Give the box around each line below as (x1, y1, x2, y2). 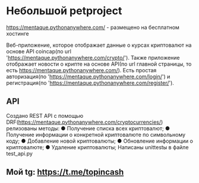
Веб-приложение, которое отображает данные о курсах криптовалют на (6, 41, 192, 49)
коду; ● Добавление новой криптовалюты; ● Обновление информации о (6, 137, 193, 145)
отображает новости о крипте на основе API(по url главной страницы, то (6, 60, 192, 68)
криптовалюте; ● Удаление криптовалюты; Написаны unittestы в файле (6, 143, 189, 150)
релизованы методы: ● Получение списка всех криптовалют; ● (6, 124, 170, 131)
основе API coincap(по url (6, 47, 71, 54)
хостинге (6, 30, 30, 37)
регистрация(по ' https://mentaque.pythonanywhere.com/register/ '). (6, 79, 174, 86)
